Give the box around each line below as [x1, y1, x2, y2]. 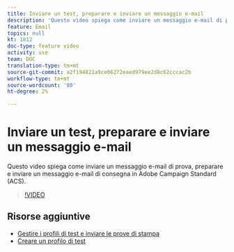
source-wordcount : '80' [7, 82, 77, 89]
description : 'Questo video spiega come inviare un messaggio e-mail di [7, 17, 223, 24]
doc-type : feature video [7, 43, 79, 50]
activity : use [7, 50, 49, 57]
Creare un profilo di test [17, 237, 86, 245]
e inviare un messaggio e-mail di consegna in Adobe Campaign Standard [7, 170, 217, 178]
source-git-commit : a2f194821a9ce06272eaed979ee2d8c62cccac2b [7, 68, 192, 75]
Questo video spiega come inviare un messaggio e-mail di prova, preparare [7, 162, 224, 171]
